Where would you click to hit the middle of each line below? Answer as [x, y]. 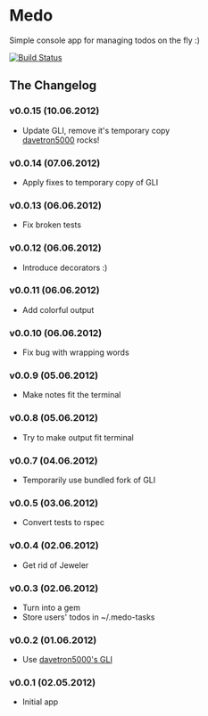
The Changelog [53, 86]
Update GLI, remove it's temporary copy [96, 130]
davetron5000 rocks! [61, 140]
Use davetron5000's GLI [67, 660]
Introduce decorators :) [65, 267]
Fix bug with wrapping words [75, 352]
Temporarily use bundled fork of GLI [89, 480]
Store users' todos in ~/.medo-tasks [88, 617]
